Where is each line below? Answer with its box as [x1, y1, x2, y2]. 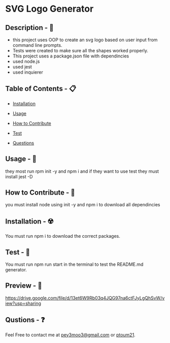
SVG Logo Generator [5, 3, 94, 15]
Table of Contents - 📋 [5, 84, 77, 93]
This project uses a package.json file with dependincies [12, 53, 129, 59]
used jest [12, 64, 32, 70]
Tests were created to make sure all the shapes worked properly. [12, 48, 149, 53]
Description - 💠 [5, 23, 54, 32]
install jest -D [5, 173, 33, 179]
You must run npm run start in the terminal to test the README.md [5, 261, 144, 267]
